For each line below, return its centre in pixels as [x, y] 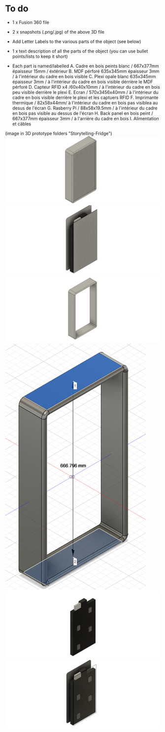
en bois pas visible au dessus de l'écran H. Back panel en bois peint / [82, 113]
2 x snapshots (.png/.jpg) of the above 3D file [58, 32]
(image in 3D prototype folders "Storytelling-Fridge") [59, 133]
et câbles [21, 124]
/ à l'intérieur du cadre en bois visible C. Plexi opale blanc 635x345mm [84, 76]
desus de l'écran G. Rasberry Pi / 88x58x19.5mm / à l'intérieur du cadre [85, 108]
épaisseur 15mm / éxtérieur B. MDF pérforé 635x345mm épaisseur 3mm [86, 71]
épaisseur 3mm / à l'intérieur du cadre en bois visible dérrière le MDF [83, 82]
